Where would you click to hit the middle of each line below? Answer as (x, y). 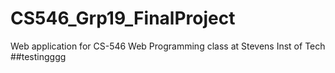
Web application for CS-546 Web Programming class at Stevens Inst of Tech (168, 46)
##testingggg (38, 56)
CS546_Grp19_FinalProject (123, 18)
